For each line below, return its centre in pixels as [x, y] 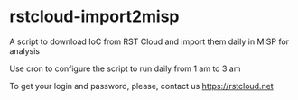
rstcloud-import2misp [94, 17]
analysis [25, 50]
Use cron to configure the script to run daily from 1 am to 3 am [125, 68]
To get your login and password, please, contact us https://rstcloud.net [141, 86]
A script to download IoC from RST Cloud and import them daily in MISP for [149, 41]
